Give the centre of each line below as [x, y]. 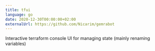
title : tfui [18, 10]
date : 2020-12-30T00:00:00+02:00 [41, 19]
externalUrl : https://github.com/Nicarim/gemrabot [60, 24]
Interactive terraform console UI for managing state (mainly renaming [78, 38]
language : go [19, 15]
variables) [16, 44]
